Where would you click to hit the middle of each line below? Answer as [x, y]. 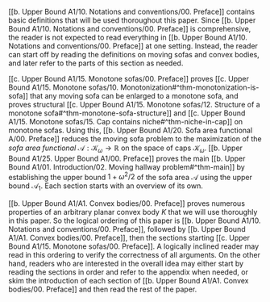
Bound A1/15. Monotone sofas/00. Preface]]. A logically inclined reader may [134, 246]
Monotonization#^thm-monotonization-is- [190, 87]
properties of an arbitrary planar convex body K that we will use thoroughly [133, 212]
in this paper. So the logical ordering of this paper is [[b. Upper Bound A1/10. [135, 220]
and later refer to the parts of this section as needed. [96, 63]
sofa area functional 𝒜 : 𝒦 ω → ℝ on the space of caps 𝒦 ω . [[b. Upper [126, 149]
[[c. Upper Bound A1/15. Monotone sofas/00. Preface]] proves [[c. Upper [129, 79]
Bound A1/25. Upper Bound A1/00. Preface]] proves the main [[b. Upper [127, 158]
